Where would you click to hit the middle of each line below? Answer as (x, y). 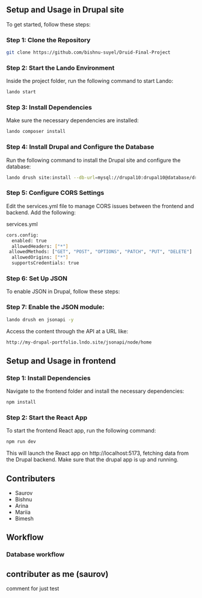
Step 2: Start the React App (47, 418)
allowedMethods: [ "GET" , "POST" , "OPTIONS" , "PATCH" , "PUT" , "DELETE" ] (100, 252)
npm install (21, 402)
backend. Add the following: (41, 212)
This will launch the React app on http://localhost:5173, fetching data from (98, 453)
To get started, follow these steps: (49, 24)
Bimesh (24, 518)
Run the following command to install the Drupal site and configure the (93, 160)
